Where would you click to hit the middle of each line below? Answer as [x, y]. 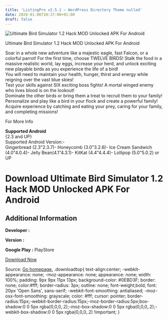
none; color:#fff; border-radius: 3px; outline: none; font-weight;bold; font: [81, 285]
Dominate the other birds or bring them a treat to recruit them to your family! [84, 96]
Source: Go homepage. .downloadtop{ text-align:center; [63, 269]
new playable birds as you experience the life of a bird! [62, 69]
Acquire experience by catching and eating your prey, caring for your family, [84, 107]
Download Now [21, 260]
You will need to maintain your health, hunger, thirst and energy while [77, 74]
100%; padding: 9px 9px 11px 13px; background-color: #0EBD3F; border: [80, 280]
